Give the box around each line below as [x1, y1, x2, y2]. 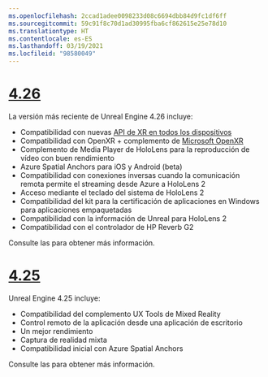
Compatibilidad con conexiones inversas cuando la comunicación [19, 170, 240, 180]
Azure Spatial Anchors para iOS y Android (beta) [19, 162, 183, 171]
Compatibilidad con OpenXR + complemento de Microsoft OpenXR [19, 136, 244, 145]
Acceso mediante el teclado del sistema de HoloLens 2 [19, 188, 205, 197]
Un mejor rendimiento [19, 326, 93, 336]
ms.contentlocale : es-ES [8, 34, 93, 43]
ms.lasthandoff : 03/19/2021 [8, 42, 104, 50]
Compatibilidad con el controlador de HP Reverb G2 [19, 222, 194, 232]
